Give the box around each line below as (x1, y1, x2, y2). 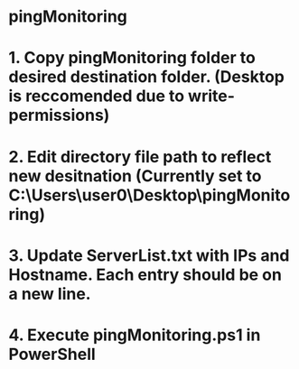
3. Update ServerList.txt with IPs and (8, 245, 290, 265)
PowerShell (8, 344, 96, 364)
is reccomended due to (8, 86, 185, 106)
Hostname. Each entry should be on (8, 264, 282, 285)
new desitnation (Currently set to (8, 165, 262, 186)
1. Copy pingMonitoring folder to (8, 48, 257, 69)
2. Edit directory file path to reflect (8, 146, 272, 167)
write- (187, 86, 236, 106)
